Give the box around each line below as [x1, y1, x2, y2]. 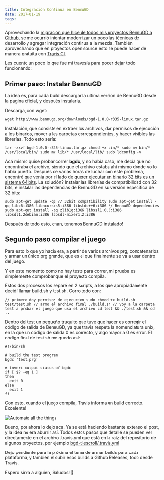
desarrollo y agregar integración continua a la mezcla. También [5, 40, 133, 46]
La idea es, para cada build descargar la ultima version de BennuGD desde [5, 93, 156, 99]
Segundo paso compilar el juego [5, 235, 106, 243]
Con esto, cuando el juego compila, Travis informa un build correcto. [5, 400, 144, 406]
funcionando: [5, 65, 32, 71]
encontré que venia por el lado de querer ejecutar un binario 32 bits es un [5, 174, 155, 180]
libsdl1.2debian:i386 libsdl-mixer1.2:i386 [5, 212, 96, 217]
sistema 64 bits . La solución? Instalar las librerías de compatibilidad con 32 [5, 179, 157, 185]
